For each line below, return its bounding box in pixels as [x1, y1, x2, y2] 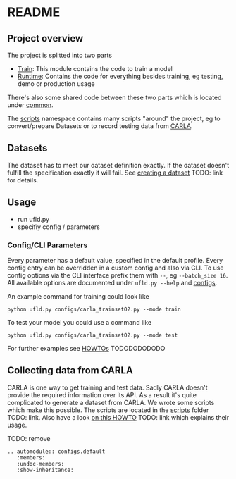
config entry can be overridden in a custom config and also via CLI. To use [7, 263, 224, 272]
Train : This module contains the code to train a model [17, 65, 173, 73]
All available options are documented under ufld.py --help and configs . [7, 278, 217, 287]
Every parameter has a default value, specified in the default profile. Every [7, 256, 223, 264]
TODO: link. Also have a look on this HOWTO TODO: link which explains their [7, 413, 230, 421]
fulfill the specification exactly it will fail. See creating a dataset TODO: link [7, 168, 223, 177]
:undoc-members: [16, 460, 65, 467]
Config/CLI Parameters [7, 240, 88, 250]
